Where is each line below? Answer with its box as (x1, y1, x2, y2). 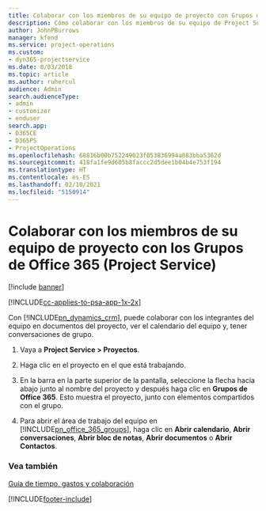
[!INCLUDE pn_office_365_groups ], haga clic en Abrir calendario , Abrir (19, 424, 251, 433)
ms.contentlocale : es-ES (8, 173, 90, 182)
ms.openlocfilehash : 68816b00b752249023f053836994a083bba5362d (8, 151, 222, 159)
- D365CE (8, 129, 37, 137)
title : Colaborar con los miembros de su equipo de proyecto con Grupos (8, 11, 253, 20)
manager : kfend (8, 33, 59, 42)
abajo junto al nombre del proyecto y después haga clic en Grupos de (19, 384, 248, 393)
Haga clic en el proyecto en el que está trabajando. (19, 360, 186, 369)
